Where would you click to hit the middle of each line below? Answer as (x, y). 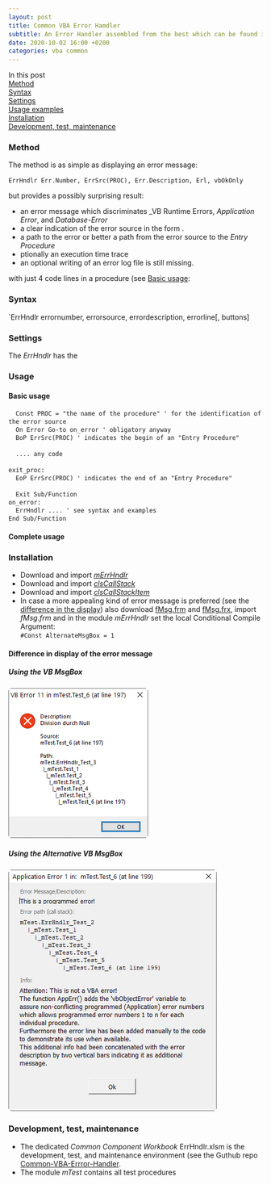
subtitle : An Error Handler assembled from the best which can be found (133, 34)
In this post (27, 75)
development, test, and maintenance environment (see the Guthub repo (139, 1155)
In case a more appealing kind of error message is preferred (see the (135, 601)
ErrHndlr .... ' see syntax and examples (86, 511)
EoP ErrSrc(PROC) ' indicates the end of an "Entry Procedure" (124, 479)
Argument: (38, 626)
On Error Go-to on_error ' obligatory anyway (94, 430)
